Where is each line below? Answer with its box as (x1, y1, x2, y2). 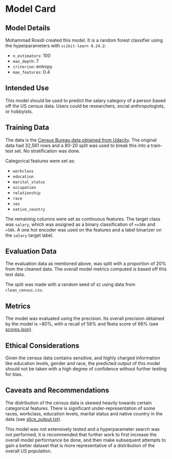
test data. (5, 272, 26, 278)
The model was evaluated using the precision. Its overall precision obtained (5, 315, 165, 321)
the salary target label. (5, 232, 54, 238)
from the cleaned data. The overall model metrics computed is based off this (5, 266, 167, 272)
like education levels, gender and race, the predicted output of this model (5, 360, 160, 367)
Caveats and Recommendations (5, 386, 109, 395)
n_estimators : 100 (12, 52, 51, 59)
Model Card (5, 3, 56, 15)
